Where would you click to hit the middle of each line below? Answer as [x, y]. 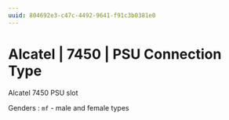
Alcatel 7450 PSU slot [43, 93]
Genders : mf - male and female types [69, 107]
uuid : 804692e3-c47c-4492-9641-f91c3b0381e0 [82, 15]
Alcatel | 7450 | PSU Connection [115, 54]
